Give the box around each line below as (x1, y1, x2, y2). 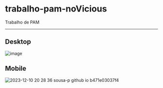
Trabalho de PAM (5, 19, 40, 25)
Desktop (5, 38, 32, 46)
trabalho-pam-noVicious (5, 3, 107, 14)
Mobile (5, 64, 27, 73)
